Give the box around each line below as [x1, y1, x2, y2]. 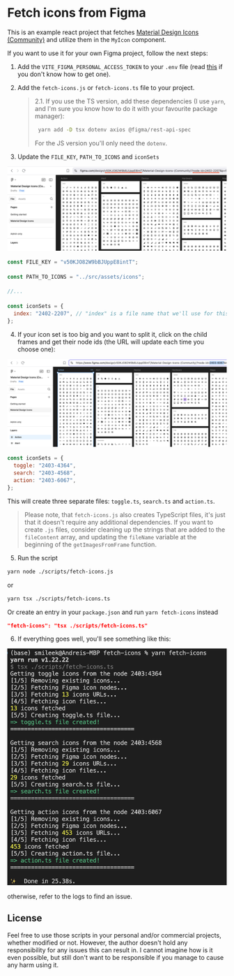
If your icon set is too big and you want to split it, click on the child [17, 330, 208, 338]
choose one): [17, 344, 56, 354]
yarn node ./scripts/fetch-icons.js [7, 568, 114, 575]
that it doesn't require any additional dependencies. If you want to [24, 518, 214, 526]
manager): [34, 112, 65, 120]
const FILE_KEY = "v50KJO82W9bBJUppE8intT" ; [7, 258, 139, 265]
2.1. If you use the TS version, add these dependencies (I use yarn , [34, 96, 226, 105]
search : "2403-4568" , [13, 469, 77, 476]
